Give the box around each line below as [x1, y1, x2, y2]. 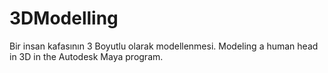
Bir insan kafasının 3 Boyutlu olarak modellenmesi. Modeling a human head [9, 40, 319, 52]
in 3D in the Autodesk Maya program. [9, 50, 164, 62]
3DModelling [9, 7, 119, 30]
